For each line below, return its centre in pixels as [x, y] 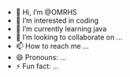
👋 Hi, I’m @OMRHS [46, 12]
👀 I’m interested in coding [57, 20]
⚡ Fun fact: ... [37, 66]
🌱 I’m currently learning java [61, 29]
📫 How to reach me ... [52, 46]
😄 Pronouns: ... [41, 57]
